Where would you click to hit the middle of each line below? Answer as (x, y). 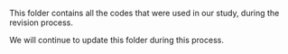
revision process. (42, 22)
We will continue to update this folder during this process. (116, 40)
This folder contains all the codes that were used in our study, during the (144, 13)
